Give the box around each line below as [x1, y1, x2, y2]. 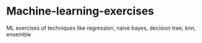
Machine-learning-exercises [6, 4, 154, 18]
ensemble [6, 30, 32, 38]
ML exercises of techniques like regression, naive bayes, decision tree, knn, [6, 24, 196, 31]
